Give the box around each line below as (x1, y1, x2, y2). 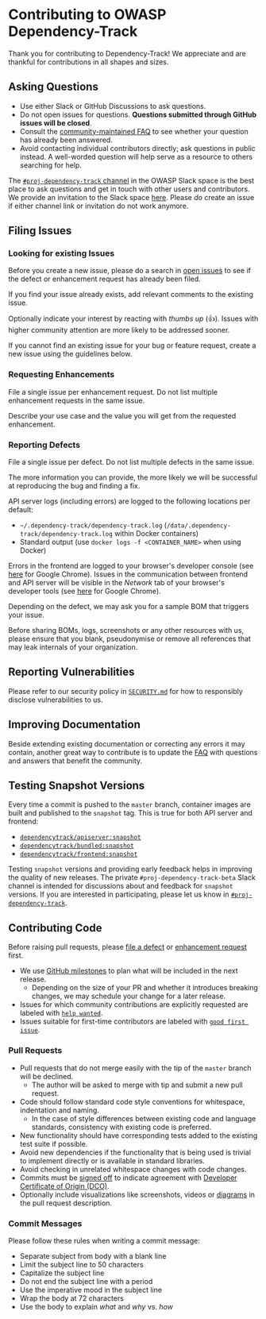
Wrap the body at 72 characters (19, 1293, 125, 1303)
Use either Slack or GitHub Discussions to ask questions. (19, 101, 206, 110)
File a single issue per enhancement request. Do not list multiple (8, 387, 218, 396)
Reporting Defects (8, 439, 81, 450)
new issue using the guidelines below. (8, 349, 133, 359)
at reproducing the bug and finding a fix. (8, 481, 141, 491)
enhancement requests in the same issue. (8, 395, 145, 405)
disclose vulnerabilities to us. (8, 695, 103, 704)
